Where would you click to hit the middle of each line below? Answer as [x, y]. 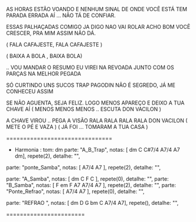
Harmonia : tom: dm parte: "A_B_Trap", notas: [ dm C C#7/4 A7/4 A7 [97, 150]
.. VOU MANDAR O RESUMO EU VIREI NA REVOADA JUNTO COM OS [90, 67]
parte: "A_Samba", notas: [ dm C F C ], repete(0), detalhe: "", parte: [88, 179]
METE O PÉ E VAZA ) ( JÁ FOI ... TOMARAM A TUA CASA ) [77, 127]
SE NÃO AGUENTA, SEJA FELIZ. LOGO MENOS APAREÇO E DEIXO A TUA [95, 103]
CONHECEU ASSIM [30, 91]
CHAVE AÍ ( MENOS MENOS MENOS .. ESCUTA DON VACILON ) [84, 109]
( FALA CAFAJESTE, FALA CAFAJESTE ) [54, 45]
